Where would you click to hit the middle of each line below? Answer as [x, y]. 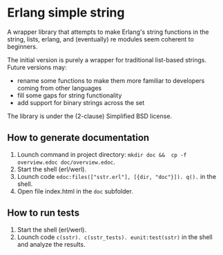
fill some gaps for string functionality [69, 95]
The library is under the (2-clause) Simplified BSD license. [90, 116]
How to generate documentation [78, 138]
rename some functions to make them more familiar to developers [111, 80]
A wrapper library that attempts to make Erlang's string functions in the [108, 32]
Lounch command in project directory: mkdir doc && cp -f [102, 154]
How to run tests [43, 213]
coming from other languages [59, 88]
